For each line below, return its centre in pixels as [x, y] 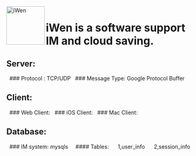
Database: [27, 132]
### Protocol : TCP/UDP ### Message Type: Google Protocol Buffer [97, 78]
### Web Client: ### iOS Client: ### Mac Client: [73, 112]
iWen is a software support [115, 28]
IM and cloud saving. [100, 41]
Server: [21, 64]
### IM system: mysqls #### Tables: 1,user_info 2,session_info [100, 146]
